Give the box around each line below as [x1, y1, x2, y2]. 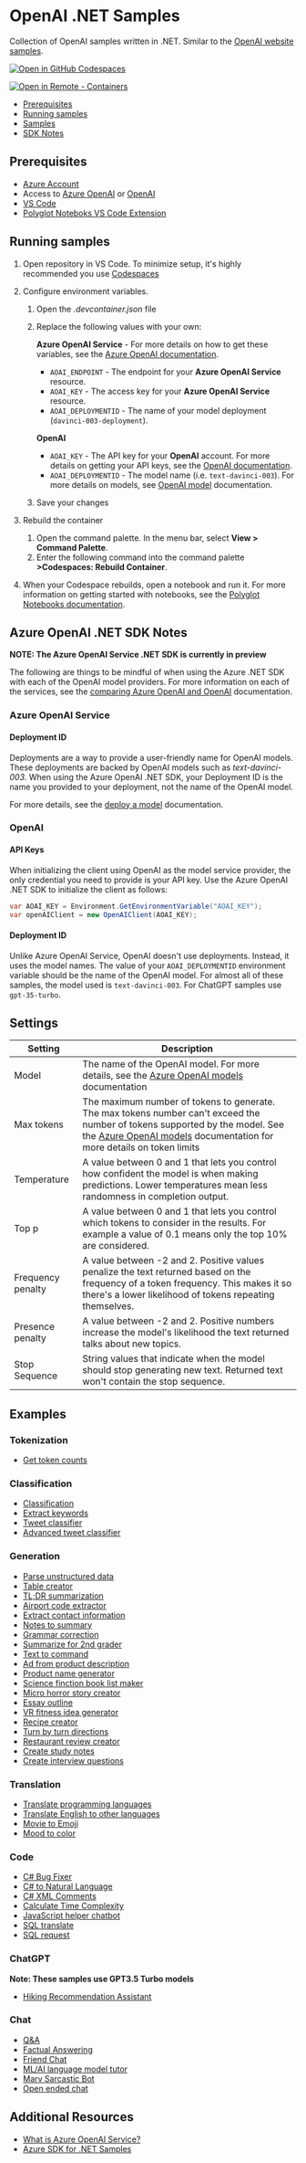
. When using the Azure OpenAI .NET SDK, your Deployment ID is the [24, 771, 284, 782]
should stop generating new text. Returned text [82, 1364, 284, 1377]
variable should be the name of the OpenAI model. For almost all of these [9, 969, 284, 980]
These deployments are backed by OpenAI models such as [9, 762, 231, 773]
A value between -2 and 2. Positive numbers [82, 1314, 275, 1327]
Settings [9, 1015, 59, 1030]
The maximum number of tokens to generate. [82, 1095, 276, 1108]
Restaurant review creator [22, 1736, 120, 1746]
